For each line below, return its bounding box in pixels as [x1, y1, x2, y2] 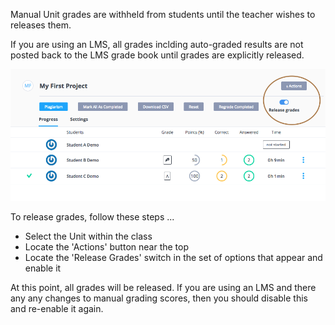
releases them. [10, 19, 72, 31]
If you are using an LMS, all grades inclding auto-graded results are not [10, 39, 304, 50]
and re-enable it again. [10, 302, 104, 314]
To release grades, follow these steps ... [10, 210, 175, 223]
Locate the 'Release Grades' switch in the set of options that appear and [24, 251, 323, 263]
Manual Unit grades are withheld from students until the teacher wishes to [10, 9, 316, 20]
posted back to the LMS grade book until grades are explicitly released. [10, 49, 305, 61]
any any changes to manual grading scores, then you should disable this [10, 292, 308, 304]
